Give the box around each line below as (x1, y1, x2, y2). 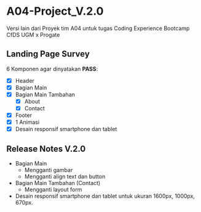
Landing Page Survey (6, 49, 90, 59)
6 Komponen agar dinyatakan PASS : (6, 65, 98, 72)
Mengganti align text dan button (24, 173, 106, 180)
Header (15, 77, 35, 84)
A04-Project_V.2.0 (6, 4, 104, 18)
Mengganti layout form (24, 186, 82, 194)
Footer (15, 112, 33, 119)
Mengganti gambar (24, 167, 73, 174)
